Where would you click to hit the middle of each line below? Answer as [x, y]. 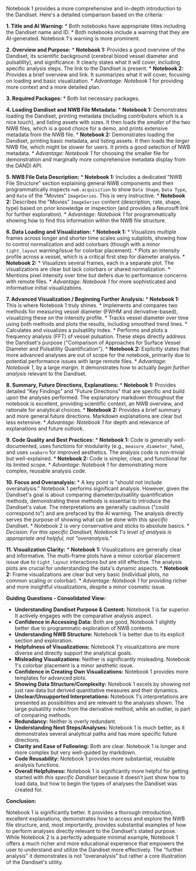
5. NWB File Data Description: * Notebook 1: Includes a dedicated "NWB [94, 177]
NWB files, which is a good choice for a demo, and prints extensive [87, 128]
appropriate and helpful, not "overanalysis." [59, 538]
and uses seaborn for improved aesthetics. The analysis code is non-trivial [95, 452]
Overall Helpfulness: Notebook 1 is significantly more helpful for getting [102, 771]
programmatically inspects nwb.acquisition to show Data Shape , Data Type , [97, 189]
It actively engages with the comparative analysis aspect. [84, 616]
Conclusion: [21, 801]
